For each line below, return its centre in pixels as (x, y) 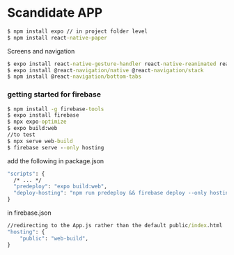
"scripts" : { (26, 174)
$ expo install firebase (43, 115)
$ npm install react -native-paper (57, 38)
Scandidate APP (55, 13)
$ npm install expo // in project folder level (78, 31)
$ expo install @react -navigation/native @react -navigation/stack (106, 70)
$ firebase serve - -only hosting (56, 147)
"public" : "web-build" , (54, 238)
